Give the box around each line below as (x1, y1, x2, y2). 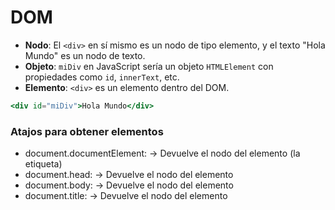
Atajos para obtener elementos (10, 124, 164, 138)
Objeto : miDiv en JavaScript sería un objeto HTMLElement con (24, 60, 274, 72)
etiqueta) (24, 158, 63, 170)
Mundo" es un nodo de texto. (24, 49, 146, 61)
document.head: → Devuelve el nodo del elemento (24, 169, 234, 181)
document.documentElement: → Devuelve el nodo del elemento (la (24, 147, 301, 160)
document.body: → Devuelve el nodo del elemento (24, 179, 234, 191)
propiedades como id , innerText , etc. (24, 71, 180, 83)
